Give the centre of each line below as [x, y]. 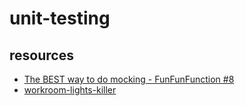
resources [41, 55]
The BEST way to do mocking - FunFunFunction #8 [129, 79]
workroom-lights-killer [70, 90]
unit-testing [60, 18]
